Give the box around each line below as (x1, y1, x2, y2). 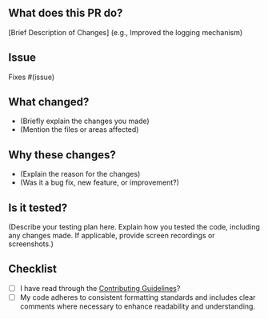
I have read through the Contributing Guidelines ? (19, 283, 181, 293)
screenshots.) (8, 239, 54, 249)
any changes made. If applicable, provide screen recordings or (8, 231, 215, 241)
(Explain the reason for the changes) (19, 169, 141, 179)
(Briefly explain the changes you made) (19, 116, 150, 126)
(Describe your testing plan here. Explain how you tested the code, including (8, 222, 260, 232)
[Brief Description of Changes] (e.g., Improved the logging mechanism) (8, 27, 243, 37)
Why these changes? (8, 148, 116, 161)
